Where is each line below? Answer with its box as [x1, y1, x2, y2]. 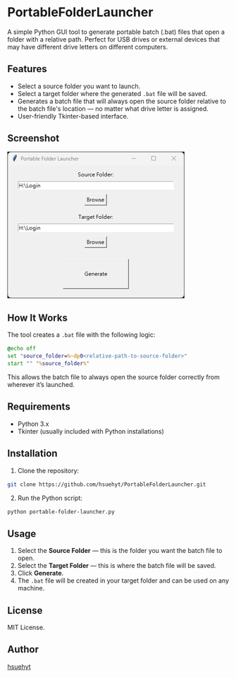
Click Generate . [17, 569, 64, 578]
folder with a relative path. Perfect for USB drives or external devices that [7, 35, 221, 43]
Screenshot [7, 132, 60, 145]
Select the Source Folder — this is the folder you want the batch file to [17, 547, 223, 555]
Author [7, 643, 39, 655]
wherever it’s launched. [7, 381, 75, 388]
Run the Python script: [17, 494, 83, 502]
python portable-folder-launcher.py [7, 508, 115, 516]
